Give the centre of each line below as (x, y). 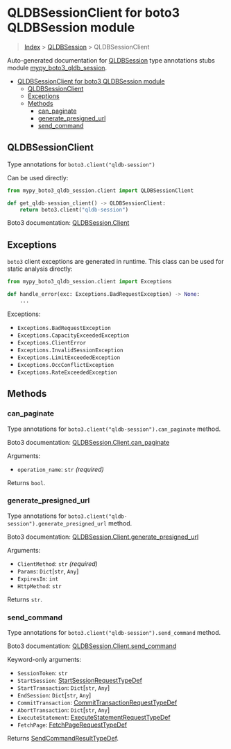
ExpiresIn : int (38, 578)
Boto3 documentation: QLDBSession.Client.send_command (92, 646)
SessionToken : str (42, 673)
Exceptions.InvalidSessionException (70, 350)
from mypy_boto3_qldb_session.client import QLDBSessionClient (101, 190)
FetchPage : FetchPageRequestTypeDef (72, 725)
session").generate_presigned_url (57, 523)
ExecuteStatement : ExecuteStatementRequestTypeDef (94, 718)
